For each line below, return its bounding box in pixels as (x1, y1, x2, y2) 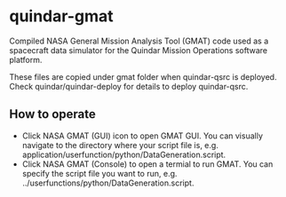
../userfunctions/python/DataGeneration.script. (21, 177, 195, 188)
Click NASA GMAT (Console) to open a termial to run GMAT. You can (21, 158, 274, 169)
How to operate (9, 106, 96, 122)
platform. (9, 54, 43, 65)
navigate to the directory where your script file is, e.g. (21, 139, 219, 150)
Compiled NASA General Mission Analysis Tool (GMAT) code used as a (9, 35, 269, 46)
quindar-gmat (9, 6, 114, 27)
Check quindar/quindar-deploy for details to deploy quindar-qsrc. (9, 81, 249, 91)
